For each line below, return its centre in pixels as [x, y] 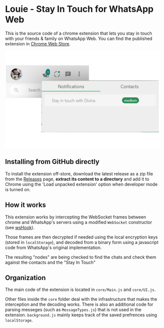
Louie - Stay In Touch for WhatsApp [79, 9]
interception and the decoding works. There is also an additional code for [79, 304]
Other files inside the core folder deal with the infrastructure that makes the [81, 299]
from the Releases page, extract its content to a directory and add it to [77, 179]
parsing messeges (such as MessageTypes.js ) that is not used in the [73, 310]
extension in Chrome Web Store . [38, 43]
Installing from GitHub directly [52, 162]
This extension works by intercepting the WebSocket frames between [76, 217]
